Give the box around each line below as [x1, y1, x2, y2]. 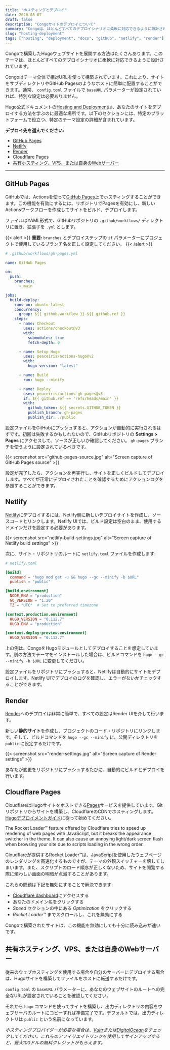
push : [10, 274, 22, 279]
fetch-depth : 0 [27, 340, 60, 345]
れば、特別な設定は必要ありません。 [5, 93, 81, 99]
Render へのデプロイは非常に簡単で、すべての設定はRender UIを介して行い [5, 710, 160, 716]
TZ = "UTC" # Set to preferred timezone [10, 602, 99, 608]
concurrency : [14, 307, 42, 312]
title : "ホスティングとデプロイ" [5, 7, 67, 13]
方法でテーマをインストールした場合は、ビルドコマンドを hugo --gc [22, 652, 164, 658]
